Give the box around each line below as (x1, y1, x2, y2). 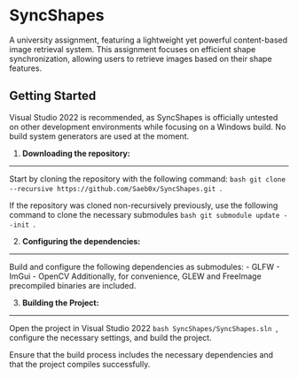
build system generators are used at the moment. (9, 130, 189, 142)
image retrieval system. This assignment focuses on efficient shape (9, 43, 256, 54)
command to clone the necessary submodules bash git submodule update (9, 209, 280, 220)
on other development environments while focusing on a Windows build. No (9, 121, 286, 132)
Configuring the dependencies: (21, 235, 141, 246)
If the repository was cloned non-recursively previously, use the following (9, 200, 278, 211)
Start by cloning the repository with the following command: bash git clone (9, 174, 286, 184)
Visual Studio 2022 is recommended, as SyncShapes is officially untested (9, 112, 278, 122)
